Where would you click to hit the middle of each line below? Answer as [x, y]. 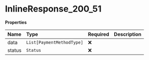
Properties [16, 22]
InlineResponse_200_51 [53, 9]
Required [99, 34]
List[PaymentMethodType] [55, 42]
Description [128, 34]
